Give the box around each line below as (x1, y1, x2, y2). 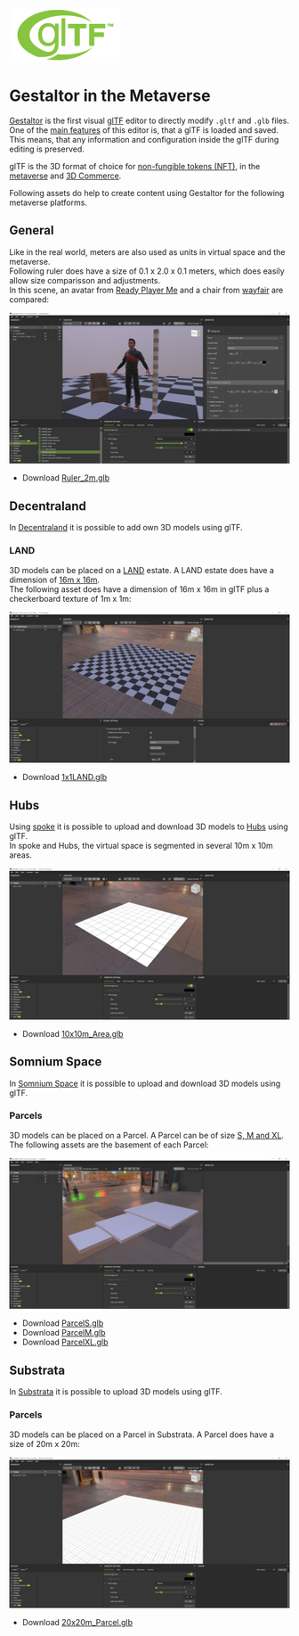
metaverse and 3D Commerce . (9, 170, 122, 181)
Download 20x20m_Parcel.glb (21, 1617, 133, 1628)
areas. (9, 850, 33, 860)
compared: (9, 293, 50, 305)
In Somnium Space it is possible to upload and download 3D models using (9, 1078, 281, 1089)
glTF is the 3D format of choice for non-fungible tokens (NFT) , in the (9, 160, 261, 171)
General (9, 223, 55, 238)
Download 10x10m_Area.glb (21, 1028, 124, 1039)
